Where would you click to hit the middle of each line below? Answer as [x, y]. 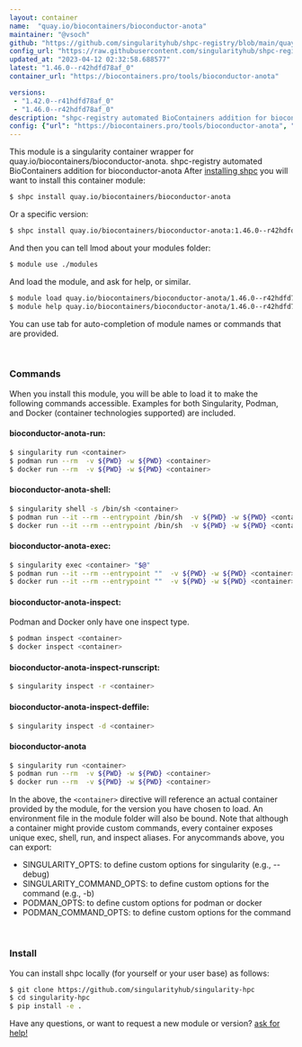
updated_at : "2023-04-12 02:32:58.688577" [90, 59]
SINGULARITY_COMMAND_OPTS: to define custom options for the [146, 884]
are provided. [34, 333]
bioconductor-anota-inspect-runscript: [84, 667]
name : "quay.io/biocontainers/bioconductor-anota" [108, 26]
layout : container [44, 18]
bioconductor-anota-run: [58, 433]
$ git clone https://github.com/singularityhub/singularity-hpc [132, 989]
